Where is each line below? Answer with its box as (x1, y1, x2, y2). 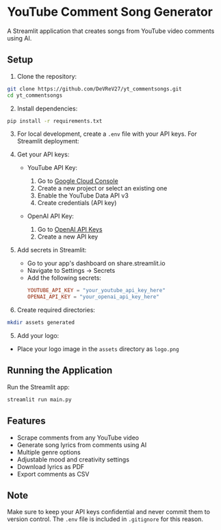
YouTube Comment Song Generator (7, 4, 213, 20)
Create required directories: (16, 306, 96, 314)
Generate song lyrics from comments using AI (16, 440, 147, 449)
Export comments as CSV (16, 470, 90, 478)
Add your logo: (16, 332, 60, 339)
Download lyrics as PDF (16, 462, 85, 470)
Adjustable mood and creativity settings (16, 455, 130, 463)
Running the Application (7, 365, 113, 376)
